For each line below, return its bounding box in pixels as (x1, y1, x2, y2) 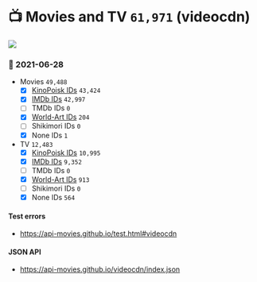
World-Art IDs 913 (31, 174, 90, 184)
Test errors (8, 211, 46, 221)
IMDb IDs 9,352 (31, 156, 82, 166)
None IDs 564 (31, 192, 76, 202)
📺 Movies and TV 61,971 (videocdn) (8, 8, 251, 26)
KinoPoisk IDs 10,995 (31, 148, 101, 157)
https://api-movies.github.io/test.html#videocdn (19, 229, 177, 238)
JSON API (8, 247, 41, 257)
